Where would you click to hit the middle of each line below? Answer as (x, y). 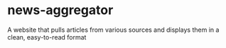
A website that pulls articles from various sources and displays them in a (113, 30)
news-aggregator (60, 10)
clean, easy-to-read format (47, 37)
